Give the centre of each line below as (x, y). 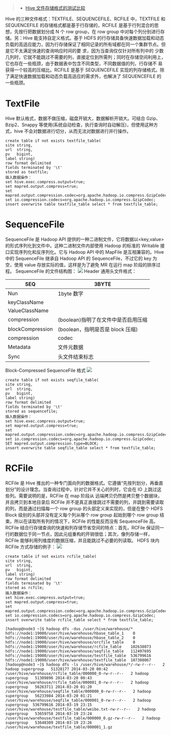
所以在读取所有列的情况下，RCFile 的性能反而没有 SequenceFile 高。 (86, 521)
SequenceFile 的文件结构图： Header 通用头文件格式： (76, 271)
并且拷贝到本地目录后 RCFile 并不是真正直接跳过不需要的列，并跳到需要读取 (85, 502)
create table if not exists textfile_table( (53, 141)
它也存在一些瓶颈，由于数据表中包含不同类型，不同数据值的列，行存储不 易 (84, 64)
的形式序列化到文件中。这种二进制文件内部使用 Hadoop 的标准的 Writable (82, 246)
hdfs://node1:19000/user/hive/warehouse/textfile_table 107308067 (78, 660)
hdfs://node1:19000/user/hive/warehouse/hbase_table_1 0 (70, 633)
